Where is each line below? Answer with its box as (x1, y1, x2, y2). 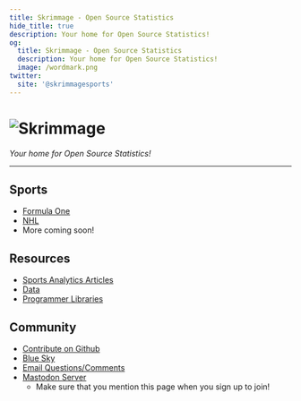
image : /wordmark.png (17, 64, 99, 73)
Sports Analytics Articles (21, 275, 114, 286)
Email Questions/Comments (21, 363, 125, 372)
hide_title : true (9, 21, 74, 30)
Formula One (21, 206, 71, 217)
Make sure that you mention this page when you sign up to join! (35, 381, 271, 392)
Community (9, 320, 77, 335)
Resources (9, 251, 71, 266)
